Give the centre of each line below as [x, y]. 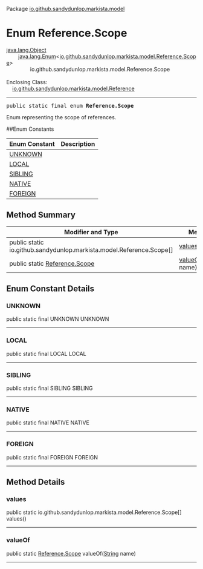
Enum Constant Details [50, 289]
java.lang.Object [26, 50]
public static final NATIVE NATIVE [48, 423]
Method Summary [41, 215]
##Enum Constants [30, 129]
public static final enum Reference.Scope [70, 106]
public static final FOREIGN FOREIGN [52, 457]
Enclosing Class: [27, 82]
